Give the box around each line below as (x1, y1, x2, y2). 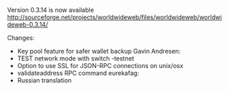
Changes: (7, 34, 35, 42)
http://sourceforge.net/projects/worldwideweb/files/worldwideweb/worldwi (7, 13, 223, 21)
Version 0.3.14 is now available (7, 6, 95, 14)
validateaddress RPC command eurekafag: (17, 69, 140, 77)
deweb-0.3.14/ (7, 21, 48, 28)
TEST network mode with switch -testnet (17, 54, 134, 63)
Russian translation (17, 76, 72, 85)
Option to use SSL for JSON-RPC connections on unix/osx (17, 62, 183, 69)
